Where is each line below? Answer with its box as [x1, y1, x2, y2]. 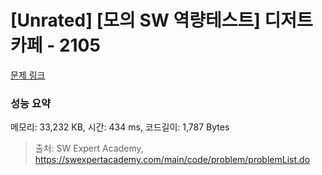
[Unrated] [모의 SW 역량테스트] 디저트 [10, 9, 313, 32]
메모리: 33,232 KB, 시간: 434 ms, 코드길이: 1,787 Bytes [10, 121, 230, 133]
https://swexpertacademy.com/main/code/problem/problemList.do [34, 154, 311, 166]
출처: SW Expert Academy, [34, 142, 144, 155]
